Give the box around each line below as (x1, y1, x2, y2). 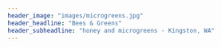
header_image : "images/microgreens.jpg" (7, 11, 144, 20)
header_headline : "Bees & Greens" (7, 19, 123, 27)
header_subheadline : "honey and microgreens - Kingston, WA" (7, 26, 215, 34)
